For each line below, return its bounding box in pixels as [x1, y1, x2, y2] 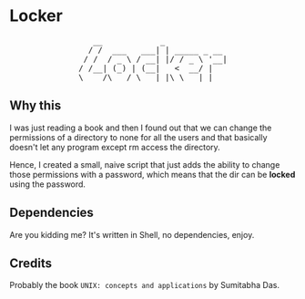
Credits [9, 255, 53, 271]
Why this [9, 98, 62, 114]
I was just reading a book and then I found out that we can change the [9, 122, 272, 133]
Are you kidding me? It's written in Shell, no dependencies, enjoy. [9, 229, 255, 240]
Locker [9, 5, 64, 26]
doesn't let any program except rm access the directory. [9, 141, 220, 152]
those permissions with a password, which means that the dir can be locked [9, 169, 296, 180]
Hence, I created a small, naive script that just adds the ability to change [9, 159, 280, 170]
